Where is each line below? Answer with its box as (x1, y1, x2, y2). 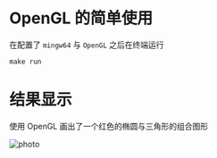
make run (9, 57, 42, 66)
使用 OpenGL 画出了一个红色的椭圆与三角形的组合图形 (9, 121, 208, 131)
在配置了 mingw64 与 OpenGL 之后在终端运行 (9, 39, 164, 50)
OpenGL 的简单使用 (9, 8, 154, 29)
